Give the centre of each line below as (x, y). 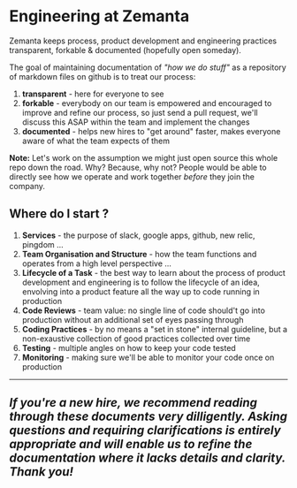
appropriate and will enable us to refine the (131, 444)
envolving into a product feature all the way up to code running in (141, 291)
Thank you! (41, 472)
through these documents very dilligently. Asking (148, 417)
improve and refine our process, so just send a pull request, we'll (140, 112)
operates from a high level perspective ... (97, 263)
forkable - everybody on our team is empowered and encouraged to (147, 103)
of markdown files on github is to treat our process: (103, 76)
